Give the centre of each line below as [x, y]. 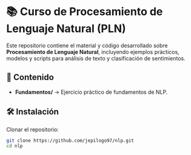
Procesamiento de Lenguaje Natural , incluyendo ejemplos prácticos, [93, 51]
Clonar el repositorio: [32, 129]
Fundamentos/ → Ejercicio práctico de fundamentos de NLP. [91, 92]
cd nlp [15, 146]
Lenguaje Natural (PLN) [66, 29]
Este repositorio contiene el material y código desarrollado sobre [87, 45]
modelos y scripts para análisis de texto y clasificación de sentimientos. [96, 58]
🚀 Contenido [30, 77]
